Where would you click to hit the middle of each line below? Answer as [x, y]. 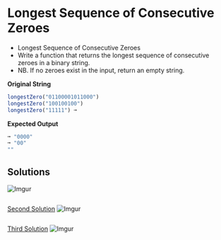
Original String [29, 84]
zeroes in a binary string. [54, 62]
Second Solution [31, 209]
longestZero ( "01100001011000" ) [53, 97]
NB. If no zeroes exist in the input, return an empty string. [101, 70]
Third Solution [28, 229]
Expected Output [33, 124]
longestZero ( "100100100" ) [45, 103]
